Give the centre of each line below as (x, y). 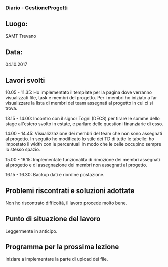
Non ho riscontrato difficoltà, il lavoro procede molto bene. (66, 203)
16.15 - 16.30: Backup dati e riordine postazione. (55, 175)
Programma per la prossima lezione (62, 247)
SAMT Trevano (21, 36)
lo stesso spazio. (23, 150)
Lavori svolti (25, 80)
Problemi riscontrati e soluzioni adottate (70, 191)
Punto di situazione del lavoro (53, 219)
